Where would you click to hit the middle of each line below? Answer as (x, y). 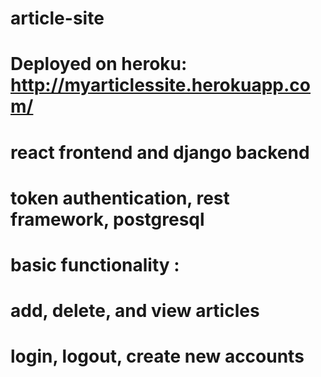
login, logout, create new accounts (157, 356)
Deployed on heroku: (99, 64)
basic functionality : (95, 264)
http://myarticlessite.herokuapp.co (161, 85)
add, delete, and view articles (135, 311)
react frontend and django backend (160, 152)
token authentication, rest (120, 198)
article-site (57, 18)
